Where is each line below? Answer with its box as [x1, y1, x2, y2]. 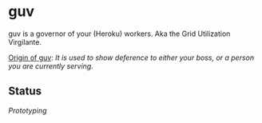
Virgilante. [8, 37, 42, 46]
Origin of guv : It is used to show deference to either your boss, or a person [8, 53, 255, 62]
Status [8, 85, 42, 98]
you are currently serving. [8, 61, 93, 70]
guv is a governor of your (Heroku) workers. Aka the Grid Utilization [8, 29, 231, 38]
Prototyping [8, 105, 47, 115]
